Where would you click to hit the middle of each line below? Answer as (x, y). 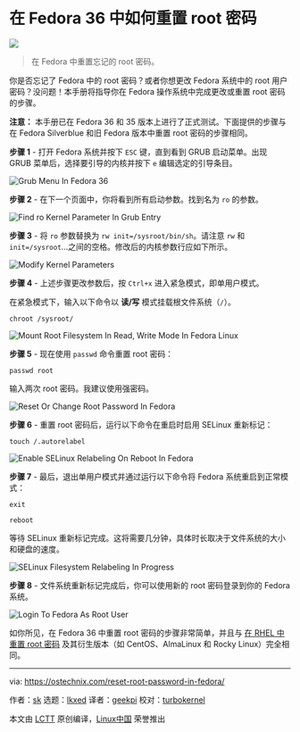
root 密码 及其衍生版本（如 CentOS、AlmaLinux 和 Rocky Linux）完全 (154, 644)
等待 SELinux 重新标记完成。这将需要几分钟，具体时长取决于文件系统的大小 (147, 537)
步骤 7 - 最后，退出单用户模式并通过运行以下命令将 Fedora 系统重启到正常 (145, 476)
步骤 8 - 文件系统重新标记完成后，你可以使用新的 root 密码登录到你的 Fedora (150, 585)
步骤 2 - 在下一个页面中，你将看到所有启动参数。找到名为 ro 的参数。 (136, 199)
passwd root (31, 370)
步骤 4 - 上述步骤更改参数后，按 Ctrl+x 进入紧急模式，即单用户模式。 (137, 283)
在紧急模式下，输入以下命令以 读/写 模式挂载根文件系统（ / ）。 (123, 302)
